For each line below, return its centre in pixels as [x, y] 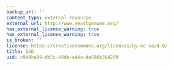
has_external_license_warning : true [53, 35]
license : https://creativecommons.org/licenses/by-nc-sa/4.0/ [87, 46]
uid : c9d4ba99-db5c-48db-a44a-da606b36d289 [63, 57]
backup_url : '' [26, 12]
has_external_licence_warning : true [53, 29]
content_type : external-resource [49, 18]
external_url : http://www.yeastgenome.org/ [63, 23]
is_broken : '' [24, 40]
